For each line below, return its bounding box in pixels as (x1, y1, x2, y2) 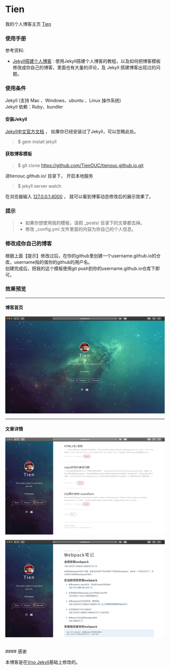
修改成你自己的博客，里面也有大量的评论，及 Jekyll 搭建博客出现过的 (12, 64, 156, 70)
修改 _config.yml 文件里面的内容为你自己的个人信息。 (25, 226, 137, 232)
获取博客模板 (5, 151, 32, 157)
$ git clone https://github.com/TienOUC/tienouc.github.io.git (17, 162, 144, 168)
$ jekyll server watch (17, 183, 62, 189)
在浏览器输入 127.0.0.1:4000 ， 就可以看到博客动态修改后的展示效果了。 (5, 193, 154, 199)
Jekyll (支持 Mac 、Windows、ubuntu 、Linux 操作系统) (5, 97, 121, 103)
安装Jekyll (5, 116, 27, 122)
